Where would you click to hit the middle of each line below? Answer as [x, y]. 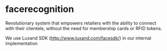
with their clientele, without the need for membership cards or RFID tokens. [84, 28]
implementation [22, 43]
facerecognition [40, 9]
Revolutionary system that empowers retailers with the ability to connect [81, 23]
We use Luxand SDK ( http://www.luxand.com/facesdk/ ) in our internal [78, 38]
